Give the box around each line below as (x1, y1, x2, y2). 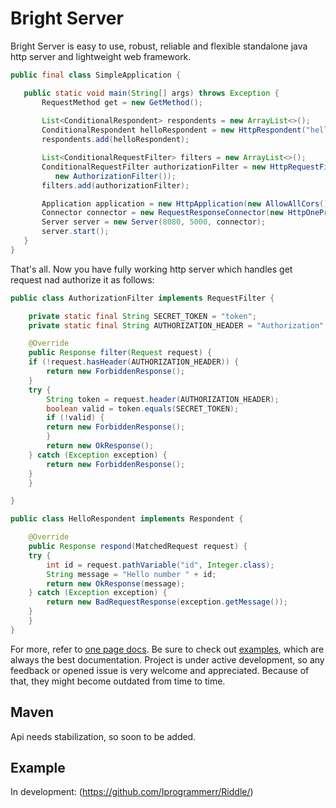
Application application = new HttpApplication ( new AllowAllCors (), (41, 198, 333, 209)
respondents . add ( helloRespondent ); (41, 135, 190, 145)
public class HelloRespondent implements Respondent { (10, 514, 244, 524)
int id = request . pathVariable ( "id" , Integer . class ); (46, 560, 275, 570)
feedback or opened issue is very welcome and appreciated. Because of (10, 664, 310, 676)
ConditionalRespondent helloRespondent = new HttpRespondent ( (41, 125, 307, 136)
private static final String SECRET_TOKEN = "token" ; (28, 311, 257, 321)
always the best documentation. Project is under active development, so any (10, 653, 325, 666)
